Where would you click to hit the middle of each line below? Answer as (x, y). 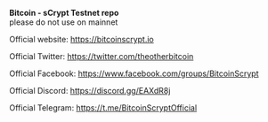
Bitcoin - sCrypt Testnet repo (64, 13)
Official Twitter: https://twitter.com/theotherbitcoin (102, 56)
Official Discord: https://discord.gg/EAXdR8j (90, 91)
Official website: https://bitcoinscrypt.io (81, 39)
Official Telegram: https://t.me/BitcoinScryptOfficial (103, 108)
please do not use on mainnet (64, 22)
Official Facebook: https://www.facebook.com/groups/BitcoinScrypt (134, 73)
